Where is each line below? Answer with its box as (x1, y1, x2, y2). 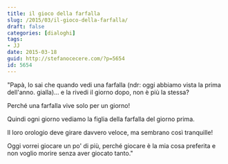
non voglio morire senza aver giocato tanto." (7, 149, 133, 157)
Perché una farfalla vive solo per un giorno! (7, 101, 130, 109)
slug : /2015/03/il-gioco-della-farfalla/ (7, 17, 129, 24)
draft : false (7, 23, 45, 30)
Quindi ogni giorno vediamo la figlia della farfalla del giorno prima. (7, 115, 195, 123)
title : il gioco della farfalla (7, 10, 100, 17)
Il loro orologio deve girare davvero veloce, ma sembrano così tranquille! (7, 128, 213, 136)
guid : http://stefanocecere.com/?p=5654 (7, 55, 126, 62)
